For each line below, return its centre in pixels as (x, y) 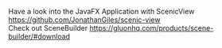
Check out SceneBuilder (48, 28)
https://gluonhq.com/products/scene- (152, 28)
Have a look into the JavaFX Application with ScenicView (101, 11)
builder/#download (39, 36)
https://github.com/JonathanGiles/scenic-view (84, 20)
